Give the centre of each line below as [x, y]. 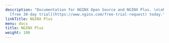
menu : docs [17, 23]
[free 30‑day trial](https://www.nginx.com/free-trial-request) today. [87, 14]
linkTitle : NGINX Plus [29, 19]
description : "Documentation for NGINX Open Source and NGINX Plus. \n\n [84, 10]
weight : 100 [18, 33]
